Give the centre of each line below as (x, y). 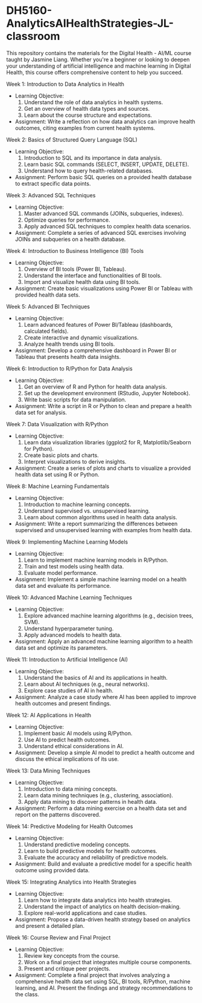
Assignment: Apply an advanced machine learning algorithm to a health (104, 641)
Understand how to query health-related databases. (89, 171)
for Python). (39, 449)
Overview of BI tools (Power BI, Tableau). (75, 269)
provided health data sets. (47, 295)
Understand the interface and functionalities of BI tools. (93, 275)
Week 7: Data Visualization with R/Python (57, 424)
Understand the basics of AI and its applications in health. (96, 677)
